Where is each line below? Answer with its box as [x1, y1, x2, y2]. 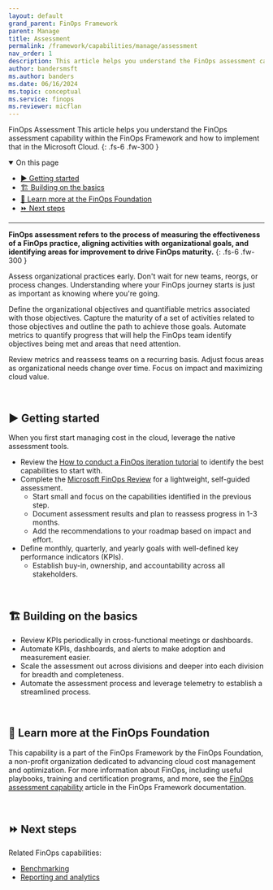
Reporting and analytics [19, 872, 100, 882]
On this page [15, 158, 59, 167]
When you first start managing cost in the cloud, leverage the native [8, 432, 236, 443]
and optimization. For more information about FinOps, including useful [8, 765, 243, 775]
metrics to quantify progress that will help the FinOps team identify [8, 331, 232, 340]
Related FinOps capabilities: [8, 848, 102, 858]
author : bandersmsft [8, 65, 79, 73]
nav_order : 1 [8, 50, 53, 58]
